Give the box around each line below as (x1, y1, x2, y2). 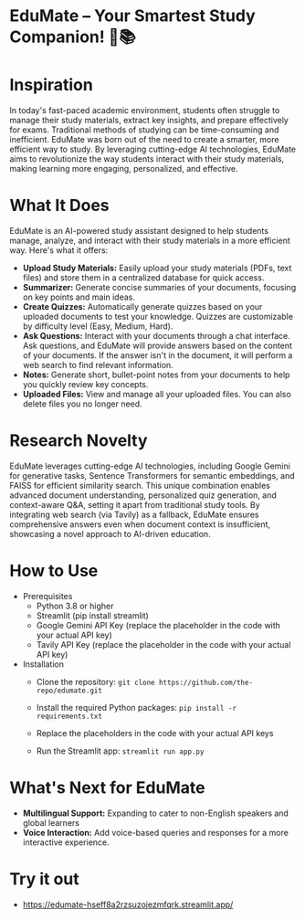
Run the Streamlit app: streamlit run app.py (36, 745, 205, 756)
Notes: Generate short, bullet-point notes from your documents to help (22, 369, 290, 380)
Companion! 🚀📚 (9, 26, 137, 48)
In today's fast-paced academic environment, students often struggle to (9, 105, 280, 116)
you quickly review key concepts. (22, 379, 149, 390)
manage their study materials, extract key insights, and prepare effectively (9, 115, 289, 126)
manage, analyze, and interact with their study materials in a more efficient (9, 235, 290, 247)
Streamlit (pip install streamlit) (36, 609, 149, 621)
